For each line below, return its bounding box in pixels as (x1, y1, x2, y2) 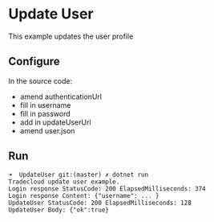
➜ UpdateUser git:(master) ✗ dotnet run (8, 171, 149, 179)
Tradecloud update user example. (8, 178, 120, 186)
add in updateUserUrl (19, 117, 91, 127)
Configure (8, 55, 60, 68)
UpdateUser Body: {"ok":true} (8, 206, 110, 214)
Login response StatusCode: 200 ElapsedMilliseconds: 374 (8, 184, 206, 193)
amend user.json (19, 125, 75, 135)
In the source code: (8, 76, 73, 85)
